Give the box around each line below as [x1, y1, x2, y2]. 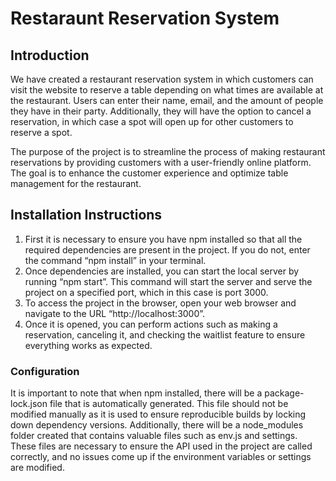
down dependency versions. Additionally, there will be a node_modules [10, 419, 304, 431]
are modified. [10, 462, 65, 474]
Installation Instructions [10, 207, 163, 224]
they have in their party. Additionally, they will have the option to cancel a [10, 105, 312, 117]
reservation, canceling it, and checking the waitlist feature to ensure [24, 328, 306, 341]
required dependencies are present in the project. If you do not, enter [24, 243, 311, 256]
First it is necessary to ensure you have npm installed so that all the [24, 233, 303, 245]
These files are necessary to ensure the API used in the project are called [10, 440, 313, 452]
